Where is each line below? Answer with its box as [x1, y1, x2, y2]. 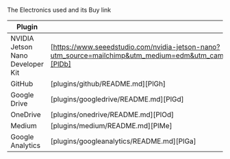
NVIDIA [10, 34, 34, 43]
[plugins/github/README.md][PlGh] [50, 79, 166, 88]
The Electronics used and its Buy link [7, 6, 112, 14]
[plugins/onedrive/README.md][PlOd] [50, 110, 175, 119]
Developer [10, 60, 44, 69]
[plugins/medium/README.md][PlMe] [50, 121, 172, 130]
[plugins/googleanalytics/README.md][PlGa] [50, 136, 196, 146]
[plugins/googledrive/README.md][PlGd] [50, 95, 184, 103]
